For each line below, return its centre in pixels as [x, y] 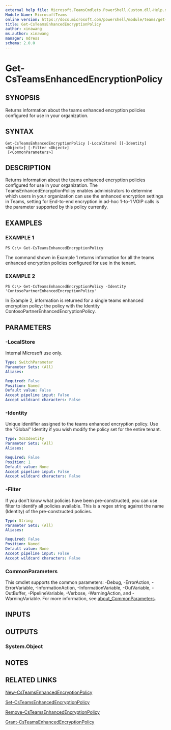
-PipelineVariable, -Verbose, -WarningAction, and [79, 593]
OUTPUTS [22, 632]
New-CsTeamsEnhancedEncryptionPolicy [49, 692]
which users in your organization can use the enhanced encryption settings [84, 196]
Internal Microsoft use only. [34, 353]
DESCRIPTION [28, 168]
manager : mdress [22, 39]
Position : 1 [18, 462]
